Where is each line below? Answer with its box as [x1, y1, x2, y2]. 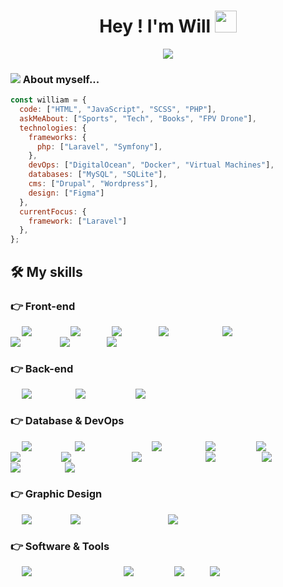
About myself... [22, 72, 100, 86]
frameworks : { [28, 132, 87, 142]
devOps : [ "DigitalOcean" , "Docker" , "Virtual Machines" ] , [28, 160, 275, 170]
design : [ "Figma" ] [28, 188, 105, 198]
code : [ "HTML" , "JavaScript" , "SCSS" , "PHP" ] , [19, 105, 217, 115]
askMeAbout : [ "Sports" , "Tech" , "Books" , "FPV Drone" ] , [19, 113, 257, 124]
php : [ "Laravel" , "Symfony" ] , [36, 141, 163, 152]
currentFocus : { [19, 206, 87, 217]
